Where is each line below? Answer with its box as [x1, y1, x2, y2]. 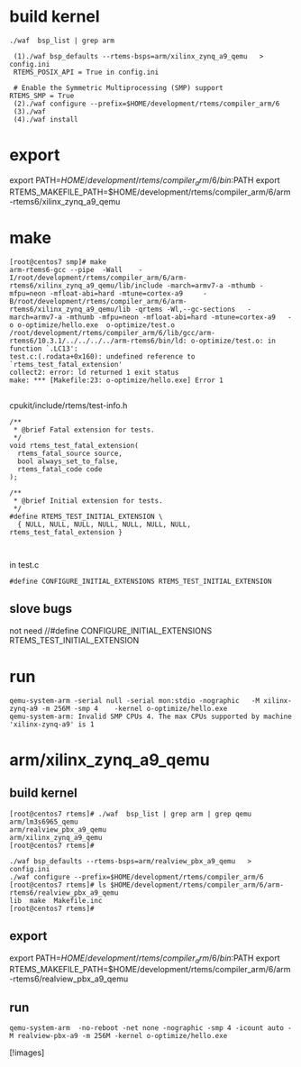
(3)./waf [13, 106, 47, 116]
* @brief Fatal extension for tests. [13, 425, 155, 434]
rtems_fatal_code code [17, 465, 103, 474]
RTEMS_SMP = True [9, 91, 75, 100]
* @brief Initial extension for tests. [13, 497, 164, 506]
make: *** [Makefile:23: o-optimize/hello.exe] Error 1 [9, 376, 223, 385]
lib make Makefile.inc [9, 896, 103, 905]
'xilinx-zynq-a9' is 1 [9, 719, 95, 729]
